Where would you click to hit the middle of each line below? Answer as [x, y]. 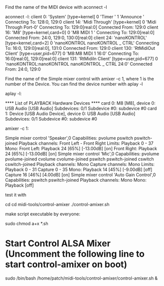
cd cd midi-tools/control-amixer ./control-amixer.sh [57, 204]
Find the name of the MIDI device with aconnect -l [56, 7]
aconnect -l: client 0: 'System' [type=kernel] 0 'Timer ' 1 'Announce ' [75, 17]
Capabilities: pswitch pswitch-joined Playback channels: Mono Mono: [76, 180]
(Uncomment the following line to [75, 254]
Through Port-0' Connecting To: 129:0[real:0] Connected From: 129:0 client [82, 27]
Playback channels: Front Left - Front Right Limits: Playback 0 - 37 [86, 143]
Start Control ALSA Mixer [58, 244]
